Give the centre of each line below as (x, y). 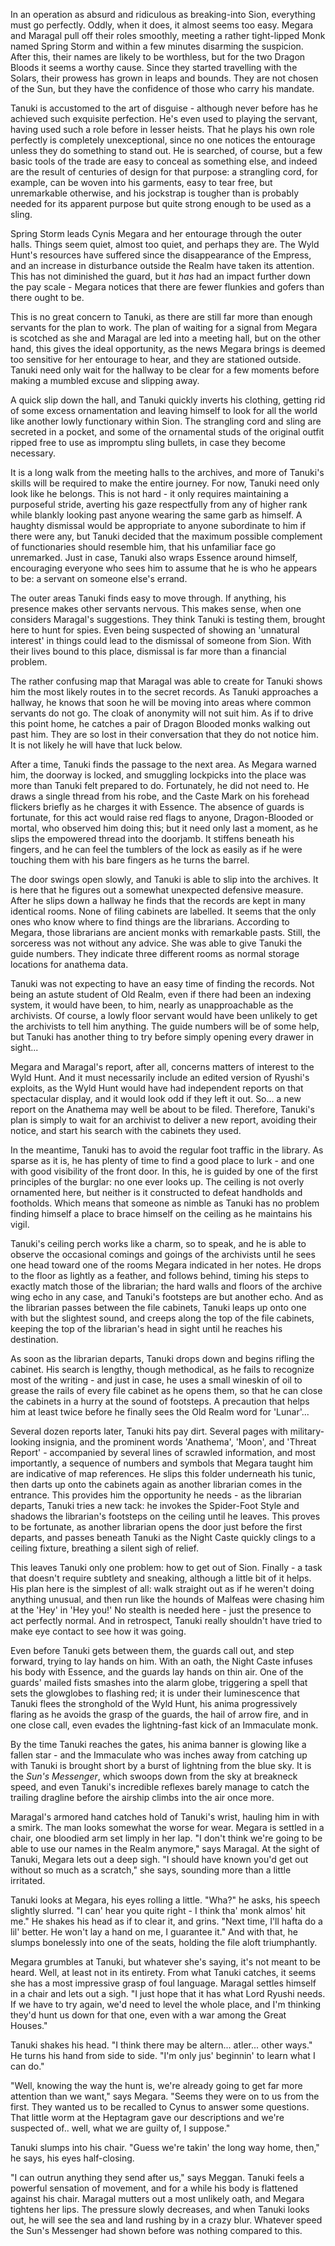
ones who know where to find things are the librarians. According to (150, 922)
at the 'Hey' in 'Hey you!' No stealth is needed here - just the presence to (161, 1610)
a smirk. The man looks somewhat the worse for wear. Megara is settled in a (167, 1827)
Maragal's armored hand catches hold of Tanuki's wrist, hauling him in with (165, 1817)
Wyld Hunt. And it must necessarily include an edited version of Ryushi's (160, 1077)
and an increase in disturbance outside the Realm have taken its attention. (162, 265)
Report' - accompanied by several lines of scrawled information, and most (163, 1452)
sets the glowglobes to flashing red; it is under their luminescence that (155, 1693)
